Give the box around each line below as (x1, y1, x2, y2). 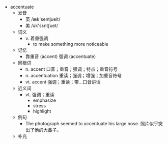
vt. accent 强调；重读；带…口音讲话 (25, 79, 101, 85)
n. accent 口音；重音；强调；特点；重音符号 (25, 66, 118, 72)
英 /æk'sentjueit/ (25, 16, 61, 22)
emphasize (33, 97, 56, 103)
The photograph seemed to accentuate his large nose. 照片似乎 (25, 121, 159, 126)
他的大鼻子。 (34, 127, 62, 133)
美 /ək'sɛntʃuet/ (25, 22, 59, 28)
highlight (33, 108, 51, 114)
